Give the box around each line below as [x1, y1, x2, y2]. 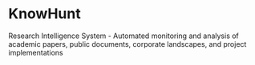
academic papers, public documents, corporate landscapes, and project [8, 39, 247, 48]
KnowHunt [8, 5, 82, 23]
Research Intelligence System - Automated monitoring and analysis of [8, 31, 239, 40]
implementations [8, 48, 64, 57]
